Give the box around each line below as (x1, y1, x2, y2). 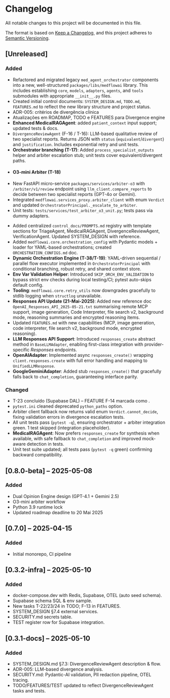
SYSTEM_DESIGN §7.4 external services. (12, 609, 98, 615)
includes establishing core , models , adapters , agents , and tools (12, 87, 144, 93)
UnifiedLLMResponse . (12, 362, 55, 369)
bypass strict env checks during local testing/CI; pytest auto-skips (12, 276, 152, 282)
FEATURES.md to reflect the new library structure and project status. (12, 104, 151, 110)
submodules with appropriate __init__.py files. (12, 92, 112, 99)
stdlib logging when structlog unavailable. (12, 292, 102, 298)
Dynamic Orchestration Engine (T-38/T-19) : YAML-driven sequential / (12, 255, 161, 261)
